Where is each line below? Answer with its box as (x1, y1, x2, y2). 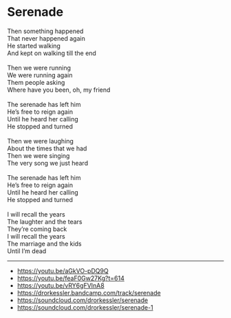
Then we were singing (7, 151, 70, 159)
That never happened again (7, 34, 86, 42)
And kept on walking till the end (7, 49, 96, 57)
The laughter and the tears (7, 217, 82, 226)
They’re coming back (7, 225, 67, 233)
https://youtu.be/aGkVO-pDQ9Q (16, 266, 109, 275)
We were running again (7, 70, 73, 79)
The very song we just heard (7, 159, 88, 167)
